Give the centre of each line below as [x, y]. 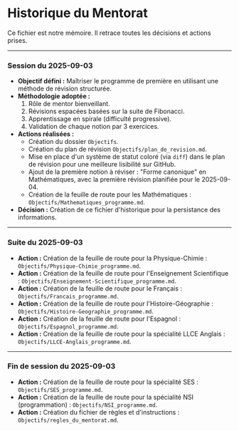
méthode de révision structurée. [65, 89]
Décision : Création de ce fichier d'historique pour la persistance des [119, 210]
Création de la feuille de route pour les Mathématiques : [110, 194]
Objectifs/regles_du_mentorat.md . [68, 420]
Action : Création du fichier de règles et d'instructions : [99, 412]
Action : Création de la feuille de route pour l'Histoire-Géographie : [115, 303]
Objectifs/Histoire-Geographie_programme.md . [86, 311]
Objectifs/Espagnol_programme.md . [68, 326]
